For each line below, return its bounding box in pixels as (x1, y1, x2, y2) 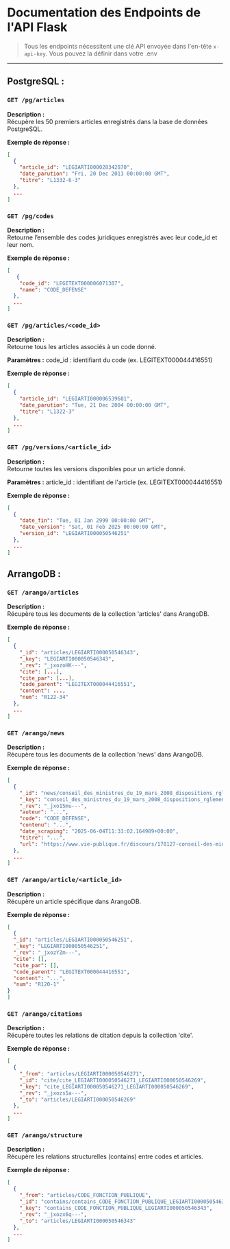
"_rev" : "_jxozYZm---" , (13, 949, 81, 956)
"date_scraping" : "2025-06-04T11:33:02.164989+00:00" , (19, 828, 179, 835)
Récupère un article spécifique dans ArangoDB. (7, 897, 142, 905)
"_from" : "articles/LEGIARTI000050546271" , (19, 1071, 146, 1078)
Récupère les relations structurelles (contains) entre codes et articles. (7, 1152, 204, 1161)
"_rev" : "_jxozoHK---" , (19, 662, 88, 669)
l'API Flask (7, 19, 68, 35)
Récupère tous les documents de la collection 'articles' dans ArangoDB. (7, 610, 209, 618)
